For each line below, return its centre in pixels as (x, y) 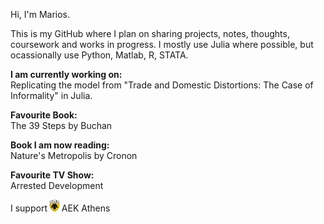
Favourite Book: (44, 115)
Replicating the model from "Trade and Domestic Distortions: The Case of (162, 85)
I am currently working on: (66, 74)
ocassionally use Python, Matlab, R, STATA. (99, 55)
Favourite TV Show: (52, 175)
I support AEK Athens (60, 208)
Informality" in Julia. (51, 95)
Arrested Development (57, 185)
